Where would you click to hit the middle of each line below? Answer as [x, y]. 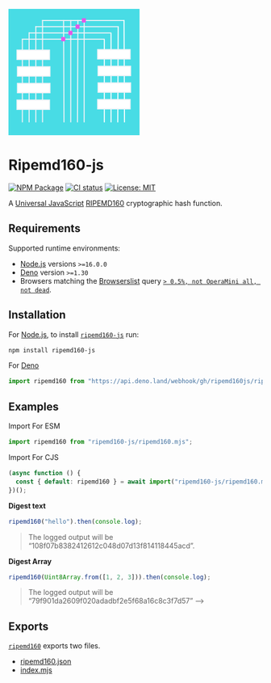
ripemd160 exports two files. [54, 646]
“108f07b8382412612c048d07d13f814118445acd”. [111, 546]
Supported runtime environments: [65, 248]
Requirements [44, 228]
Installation [37, 315]
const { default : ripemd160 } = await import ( [95, 482]
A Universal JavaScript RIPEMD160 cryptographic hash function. [116, 203]
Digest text [27, 505]
